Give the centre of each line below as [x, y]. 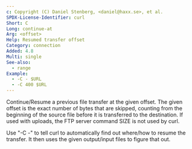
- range [21, 68]
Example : [17, 74]
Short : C [17, 23]
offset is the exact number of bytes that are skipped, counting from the [94, 108]
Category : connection [34, 46]
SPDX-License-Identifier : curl [46, 17]
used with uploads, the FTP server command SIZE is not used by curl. [93, 121]
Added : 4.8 [20, 51]
